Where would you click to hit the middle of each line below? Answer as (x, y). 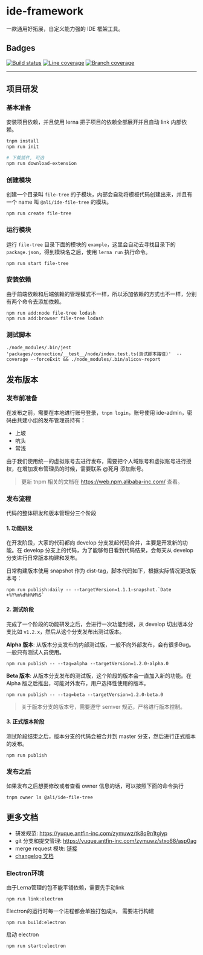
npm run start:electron (36, 946)
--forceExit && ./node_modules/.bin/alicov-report (96, 360)
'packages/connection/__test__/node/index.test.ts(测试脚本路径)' (89, 354)
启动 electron (23, 934)
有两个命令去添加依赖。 (35, 301)
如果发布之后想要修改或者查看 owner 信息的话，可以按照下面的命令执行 (95, 786)
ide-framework (45, 11)
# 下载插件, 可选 (25, 158)
